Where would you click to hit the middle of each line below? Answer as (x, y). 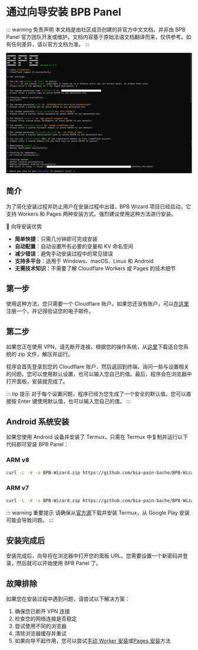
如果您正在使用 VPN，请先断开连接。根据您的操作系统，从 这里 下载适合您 (95, 347)
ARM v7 (18, 488)
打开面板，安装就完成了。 (37, 382)
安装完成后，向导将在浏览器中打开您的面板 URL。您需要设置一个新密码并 (95, 556)
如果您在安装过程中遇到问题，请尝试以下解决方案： (68, 599)
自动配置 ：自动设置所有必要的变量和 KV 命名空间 (74, 246)
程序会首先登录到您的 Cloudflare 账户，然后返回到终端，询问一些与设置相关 (98, 367)
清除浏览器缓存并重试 (40, 633)
